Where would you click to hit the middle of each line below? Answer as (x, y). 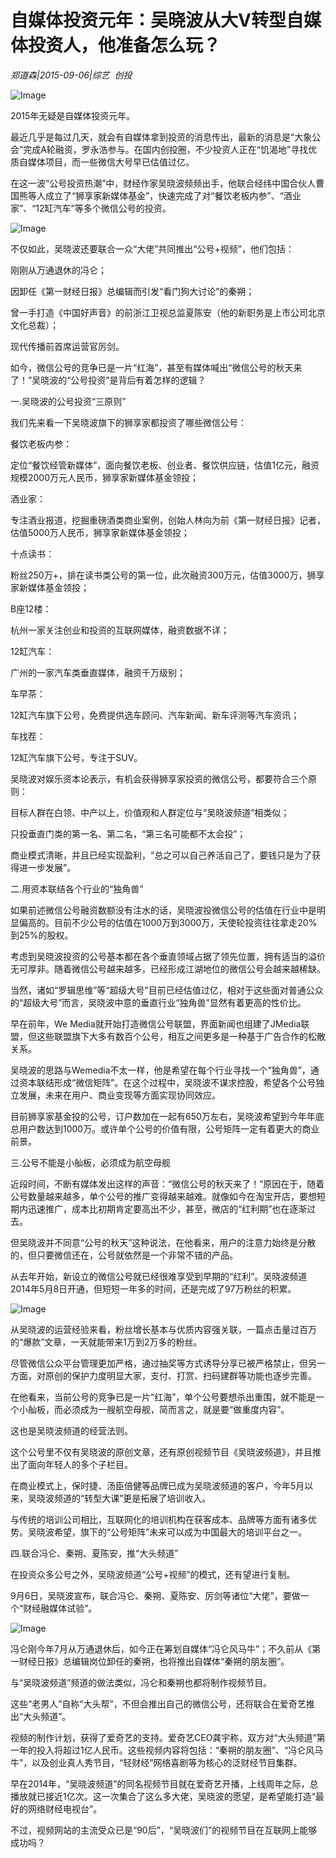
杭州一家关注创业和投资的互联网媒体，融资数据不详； (120, 630)
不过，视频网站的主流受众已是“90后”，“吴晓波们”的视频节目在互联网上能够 (164, 1830)
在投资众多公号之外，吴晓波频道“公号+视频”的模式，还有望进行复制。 (153, 1574)
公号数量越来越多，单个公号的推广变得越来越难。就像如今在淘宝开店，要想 (163, 1196)
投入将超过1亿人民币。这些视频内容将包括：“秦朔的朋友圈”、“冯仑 (171, 1750)
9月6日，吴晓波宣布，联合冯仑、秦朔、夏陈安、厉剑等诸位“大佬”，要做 (155, 1595)
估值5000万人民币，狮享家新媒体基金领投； (100, 532)
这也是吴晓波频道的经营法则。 (71, 1430)
